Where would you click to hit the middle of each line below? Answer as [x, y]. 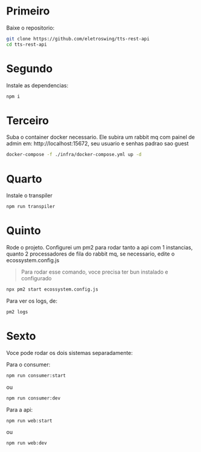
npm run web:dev [27, 443]
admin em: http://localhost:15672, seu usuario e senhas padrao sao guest [97, 143]
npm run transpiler [31, 207]
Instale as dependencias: [37, 85]
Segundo [30, 68]
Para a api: [20, 410]
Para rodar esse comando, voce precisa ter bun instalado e [94, 272]
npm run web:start [29, 421]
